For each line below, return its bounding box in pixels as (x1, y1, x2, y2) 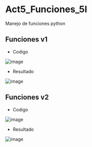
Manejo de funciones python (5, 20, 66, 26)
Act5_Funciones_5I (5, 4, 87, 15)
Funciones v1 (5, 35, 48, 44)
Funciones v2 (5, 93, 49, 102)
